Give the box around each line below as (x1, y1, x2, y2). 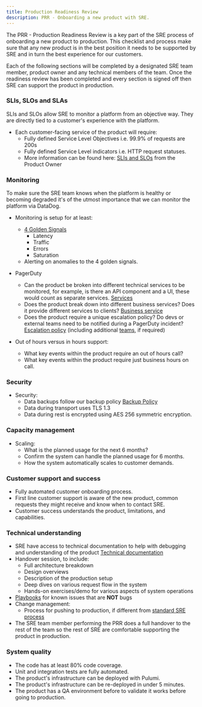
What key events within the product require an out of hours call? (24, 350, 184, 357)
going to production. (14, 694, 66, 701)
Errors (33, 245, 49, 252)
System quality (6, 648, 52, 656)
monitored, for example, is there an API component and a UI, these (24, 288, 190, 295)
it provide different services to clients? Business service (24, 307, 163, 315)
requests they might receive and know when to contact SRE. (14, 501, 165, 508)
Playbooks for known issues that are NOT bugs (14, 594, 133, 601)
